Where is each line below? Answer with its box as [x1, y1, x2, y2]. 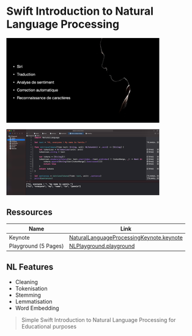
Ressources [6, 207, 53, 217]
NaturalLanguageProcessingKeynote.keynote [69, 234, 183, 242]
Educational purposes [21, 323, 77, 330]
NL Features [6, 262, 54, 272]
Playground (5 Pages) [9, 242, 64, 250]
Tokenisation [15, 284, 48, 292]
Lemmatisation [15, 297, 53, 305]
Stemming [15, 291, 42, 299]
